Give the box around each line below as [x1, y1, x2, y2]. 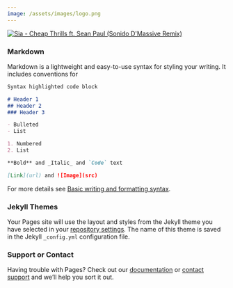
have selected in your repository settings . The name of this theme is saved [7, 225, 221, 233]
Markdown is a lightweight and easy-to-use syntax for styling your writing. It [7, 62, 226, 70]
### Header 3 [7, 109, 45, 115]
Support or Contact [7, 250, 74, 259]
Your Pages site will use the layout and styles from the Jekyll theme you [7, 217, 214, 226]
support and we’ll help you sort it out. [7, 273, 114, 282]
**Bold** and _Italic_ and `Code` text [7, 159, 123, 166]
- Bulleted [7, 121, 39, 129]
